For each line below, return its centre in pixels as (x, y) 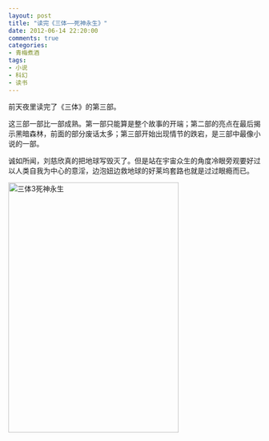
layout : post (30, 16)
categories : (28, 46)
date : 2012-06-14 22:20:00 (53, 30)
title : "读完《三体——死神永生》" (58, 23)
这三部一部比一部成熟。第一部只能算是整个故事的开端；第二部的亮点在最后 (131, 123)
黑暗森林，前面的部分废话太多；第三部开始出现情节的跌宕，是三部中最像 (134, 134)
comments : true (34, 38)
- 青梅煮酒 (24, 53)
